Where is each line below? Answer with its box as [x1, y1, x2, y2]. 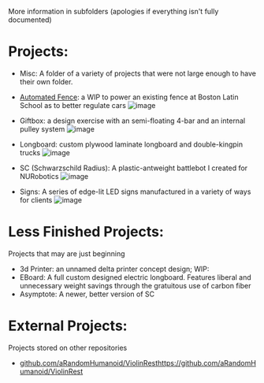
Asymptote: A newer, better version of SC [19, 289, 155, 299]
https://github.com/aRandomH [157, 358, 256, 367]
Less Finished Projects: [8, 223, 164, 241]
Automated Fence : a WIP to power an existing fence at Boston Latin [19, 92, 239, 102]
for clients [19, 195, 53, 204]
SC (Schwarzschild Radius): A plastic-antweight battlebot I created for [19, 163, 248, 173]
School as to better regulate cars [19, 100, 126, 110]
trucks [19, 147, 41, 157]
